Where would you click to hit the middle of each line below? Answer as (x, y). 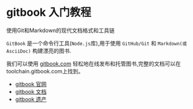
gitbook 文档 (31, 91)
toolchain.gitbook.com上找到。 (45, 71)
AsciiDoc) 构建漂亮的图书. (39, 51)
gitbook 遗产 (31, 99)
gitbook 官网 (31, 84)
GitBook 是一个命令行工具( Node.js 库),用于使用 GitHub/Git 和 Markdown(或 (97, 43)
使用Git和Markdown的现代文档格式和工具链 (61, 30)
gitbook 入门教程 (49, 12)
